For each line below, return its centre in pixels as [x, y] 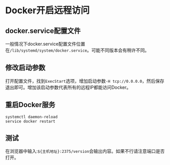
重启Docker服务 [30, 105]
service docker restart [30, 121]
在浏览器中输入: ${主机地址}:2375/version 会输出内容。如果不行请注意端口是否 [85, 151]
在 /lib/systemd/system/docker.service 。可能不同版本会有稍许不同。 [77, 50]
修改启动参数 [25, 68]
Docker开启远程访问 [47, 10]
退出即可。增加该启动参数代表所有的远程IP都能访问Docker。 [68, 87]
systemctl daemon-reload [31, 117]
